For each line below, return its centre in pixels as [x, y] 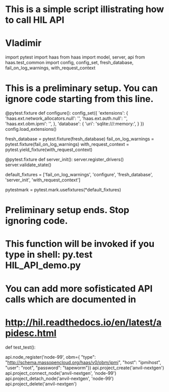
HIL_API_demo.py [43, 265]
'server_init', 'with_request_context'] [43, 180]
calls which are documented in [71, 299]
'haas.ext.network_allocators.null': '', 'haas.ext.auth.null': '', [66, 118]
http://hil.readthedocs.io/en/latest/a [83, 322]
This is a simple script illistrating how [85, 9]
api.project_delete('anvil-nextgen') [41, 384]
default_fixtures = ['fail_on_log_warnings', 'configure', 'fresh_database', [79, 175]
